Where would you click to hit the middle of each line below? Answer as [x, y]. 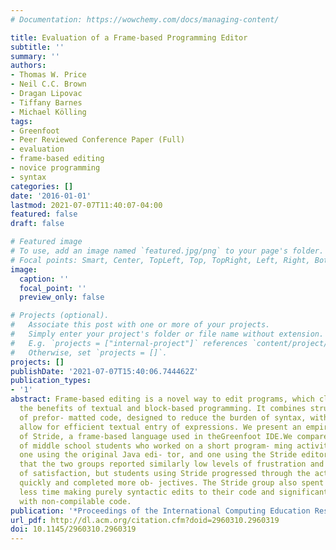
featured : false [44, 214]
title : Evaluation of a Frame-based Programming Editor [129, 37]
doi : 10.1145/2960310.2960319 [73, 529]
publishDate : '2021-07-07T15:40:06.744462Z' [104, 371]
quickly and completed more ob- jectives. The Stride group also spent [172, 483]
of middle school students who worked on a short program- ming [156, 446]
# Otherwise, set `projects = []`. [89, 352]
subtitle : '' [37, 47]
